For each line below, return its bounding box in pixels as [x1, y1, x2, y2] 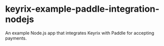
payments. [5, 35, 27, 41]
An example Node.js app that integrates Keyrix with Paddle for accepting [5, 30, 155, 36]
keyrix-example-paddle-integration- [5, 3, 160, 15]
